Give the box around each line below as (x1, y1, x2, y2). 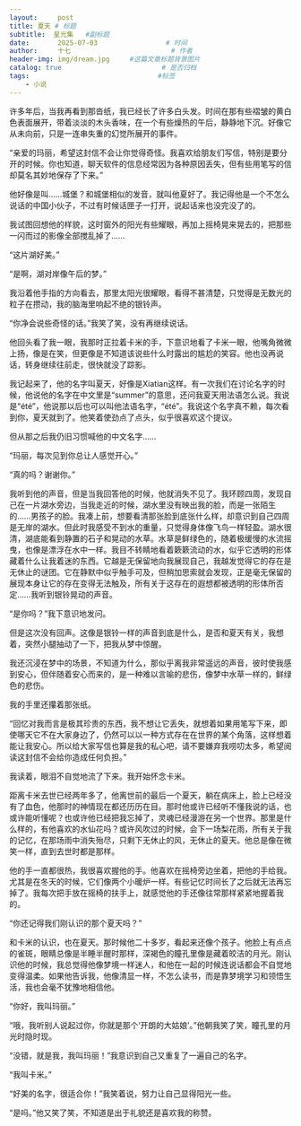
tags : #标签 (9, 72, 176, 81)
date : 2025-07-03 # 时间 (9, 38, 188, 48)
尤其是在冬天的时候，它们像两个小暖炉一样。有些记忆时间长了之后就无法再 (9, 876, 284, 886)
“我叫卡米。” (9, 1069, 52, 1079)
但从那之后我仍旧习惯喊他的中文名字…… (9, 431, 157, 441)
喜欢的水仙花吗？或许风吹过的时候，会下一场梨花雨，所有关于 (56, 823, 284, 834)
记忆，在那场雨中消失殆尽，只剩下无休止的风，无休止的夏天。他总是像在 (16, 834, 284, 845)
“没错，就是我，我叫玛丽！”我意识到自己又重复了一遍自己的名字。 (9, 1050, 253, 1061)
